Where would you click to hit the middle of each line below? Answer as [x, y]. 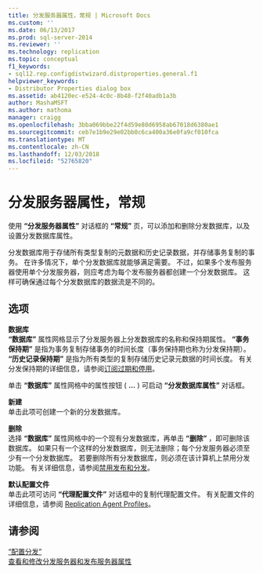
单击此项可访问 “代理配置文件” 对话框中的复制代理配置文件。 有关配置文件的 [131, 494]
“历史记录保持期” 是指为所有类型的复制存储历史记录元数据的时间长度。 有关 [130, 359]
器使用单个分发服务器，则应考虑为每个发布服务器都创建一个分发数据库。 [124, 272]
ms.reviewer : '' [34, 45]
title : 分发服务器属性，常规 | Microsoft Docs [79, 15]
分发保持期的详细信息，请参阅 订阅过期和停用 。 [83, 368]
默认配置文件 [29, 484]
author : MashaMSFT [38, 103]
